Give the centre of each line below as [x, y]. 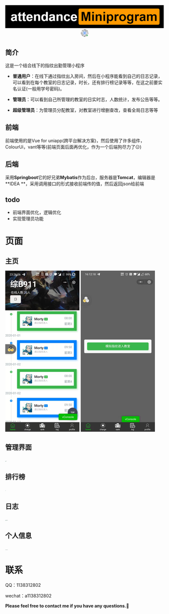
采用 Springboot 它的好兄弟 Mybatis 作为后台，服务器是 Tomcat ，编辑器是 [80, 177]
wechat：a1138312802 [28, 595]
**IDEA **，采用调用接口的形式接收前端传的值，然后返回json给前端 [75, 184]
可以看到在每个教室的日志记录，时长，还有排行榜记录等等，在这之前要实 [87, 83]
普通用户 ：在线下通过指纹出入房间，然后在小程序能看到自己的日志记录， [87, 76]
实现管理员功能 [28, 219]
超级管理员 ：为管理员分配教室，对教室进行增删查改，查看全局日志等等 [85, 110]
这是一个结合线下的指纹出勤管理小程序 [45, 65]
